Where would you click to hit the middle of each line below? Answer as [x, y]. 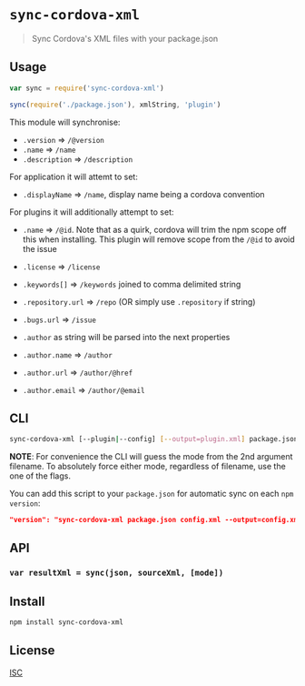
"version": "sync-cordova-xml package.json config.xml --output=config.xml [156, 520]
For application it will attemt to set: [74, 177]
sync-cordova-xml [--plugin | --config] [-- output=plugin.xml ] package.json [154, 439]
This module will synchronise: [65, 122]
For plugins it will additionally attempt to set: [92, 212]
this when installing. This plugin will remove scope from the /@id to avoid [158, 239]
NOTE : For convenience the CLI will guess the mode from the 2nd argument [151, 457]
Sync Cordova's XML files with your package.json [125, 38]
